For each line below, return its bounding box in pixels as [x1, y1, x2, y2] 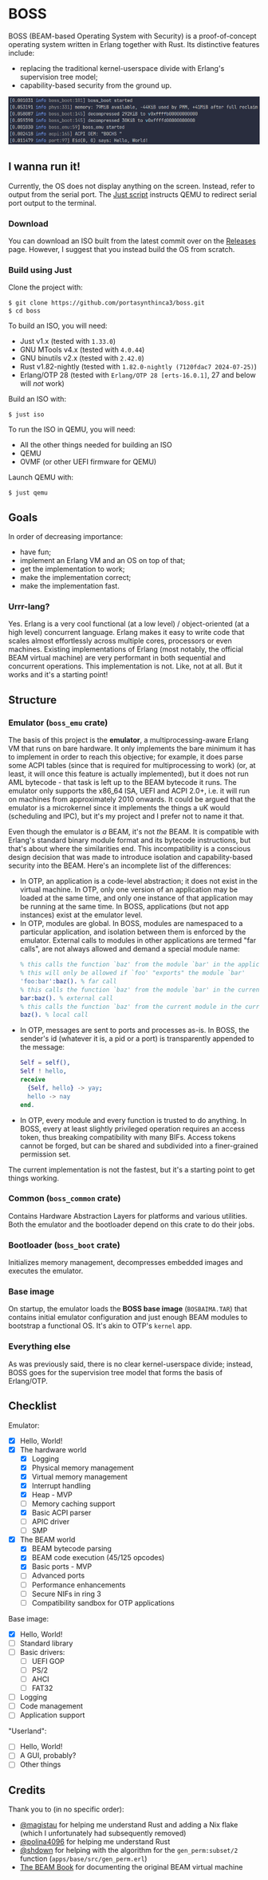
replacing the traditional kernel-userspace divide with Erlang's [19, 63, 225, 73]
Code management [19, 1701, 84, 1711]
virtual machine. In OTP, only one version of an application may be [19, 885, 238, 894]
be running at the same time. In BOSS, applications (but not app [19, 902, 230, 912]
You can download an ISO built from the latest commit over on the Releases [8, 236, 257, 246]
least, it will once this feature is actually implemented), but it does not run [8, 769, 249, 778]
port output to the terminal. [8, 198, 97, 207]
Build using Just [8, 264, 73, 275]
